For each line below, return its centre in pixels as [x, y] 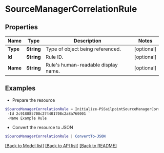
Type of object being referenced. [83, 49]
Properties [21, 27]
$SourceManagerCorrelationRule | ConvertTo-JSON [55, 136]
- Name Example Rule [27, 118]
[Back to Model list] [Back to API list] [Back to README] [61, 146]
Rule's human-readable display [82, 65]
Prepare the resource [33, 100]
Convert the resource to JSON [42, 128]
